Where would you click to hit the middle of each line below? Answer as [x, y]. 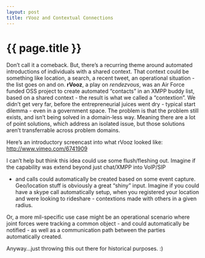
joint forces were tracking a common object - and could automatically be [98, 224]
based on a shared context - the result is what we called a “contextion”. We [101, 98]
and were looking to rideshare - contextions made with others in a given [106, 199]
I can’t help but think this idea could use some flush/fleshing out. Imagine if [101, 161]
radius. [24, 205]
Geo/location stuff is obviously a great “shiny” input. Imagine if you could [107, 186]
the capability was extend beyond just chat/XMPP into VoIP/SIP [86, 167]
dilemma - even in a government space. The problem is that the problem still [102, 111]
